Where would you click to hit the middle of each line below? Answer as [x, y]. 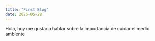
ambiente [15, 34]
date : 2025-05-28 [24, 14]
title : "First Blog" [27, 10]
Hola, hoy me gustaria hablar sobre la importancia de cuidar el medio [77, 28]
